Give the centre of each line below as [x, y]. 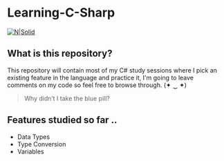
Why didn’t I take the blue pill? [67, 98]
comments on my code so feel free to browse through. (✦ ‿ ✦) [97, 85]
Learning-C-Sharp [61, 13]
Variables [30, 151]
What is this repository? [60, 54]
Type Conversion [41, 144]
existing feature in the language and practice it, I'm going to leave [101, 77]
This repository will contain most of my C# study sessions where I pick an [112, 70]
